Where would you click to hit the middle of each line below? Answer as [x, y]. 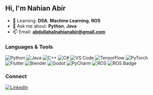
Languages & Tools [29, 47]
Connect [16, 77]
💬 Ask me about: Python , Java [45, 26]
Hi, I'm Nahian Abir [35, 8]
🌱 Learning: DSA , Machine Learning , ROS [56, 20]
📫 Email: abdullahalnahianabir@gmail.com [59, 31]
